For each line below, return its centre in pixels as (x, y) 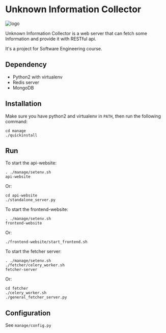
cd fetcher (17, 289)
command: (17, 121)
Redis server (26, 82)
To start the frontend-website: (37, 209)
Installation (23, 104)
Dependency (26, 65)
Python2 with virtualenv (37, 77)
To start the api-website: (31, 163)
